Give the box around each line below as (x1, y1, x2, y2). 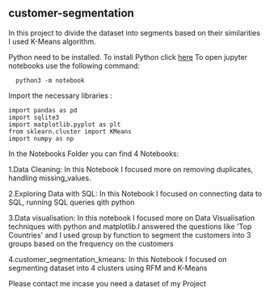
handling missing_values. (8, 173, 91, 183)
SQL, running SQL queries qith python (8, 197, 135, 207)
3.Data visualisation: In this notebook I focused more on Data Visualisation (8, 213, 255, 222)
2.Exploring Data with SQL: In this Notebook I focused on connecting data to (8, 188, 263, 198)
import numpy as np (8, 134, 74, 142)
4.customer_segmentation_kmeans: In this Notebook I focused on (8, 254, 227, 264)
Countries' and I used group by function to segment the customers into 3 (8, 230, 251, 239)
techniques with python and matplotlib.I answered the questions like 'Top (8, 222, 252, 231)
